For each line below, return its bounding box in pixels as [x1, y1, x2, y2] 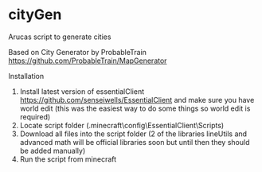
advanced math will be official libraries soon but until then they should [19, 137, 250, 147]
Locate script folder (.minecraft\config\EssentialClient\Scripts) [19, 120, 225, 130]
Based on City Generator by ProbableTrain [8, 47, 147, 57]
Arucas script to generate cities [8, 32, 111, 41]
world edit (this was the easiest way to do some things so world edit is [19, 104, 251, 113]
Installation [8, 71, 45, 80]
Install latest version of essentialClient [19, 86, 145, 96]
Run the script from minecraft [19, 154, 117, 164]
